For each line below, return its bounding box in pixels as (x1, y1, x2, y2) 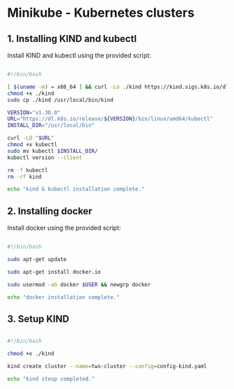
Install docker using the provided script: (7, 223, 121, 232)
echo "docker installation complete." (7, 293, 120, 301)
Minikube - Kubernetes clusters (7, 5, 195, 21)
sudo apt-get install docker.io (7, 268, 101, 275)
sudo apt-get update (7, 256, 68, 263)
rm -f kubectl (7, 166, 49, 174)
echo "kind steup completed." (7, 375, 95, 382)
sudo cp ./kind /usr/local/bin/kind (7, 96, 114, 103)
